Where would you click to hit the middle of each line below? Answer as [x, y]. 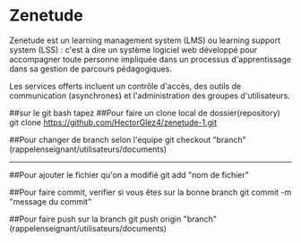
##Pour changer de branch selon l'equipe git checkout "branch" [128, 139]
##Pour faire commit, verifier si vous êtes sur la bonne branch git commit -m [150, 192]
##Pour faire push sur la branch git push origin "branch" [113, 219]
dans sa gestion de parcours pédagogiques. [91, 69]
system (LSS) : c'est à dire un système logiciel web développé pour [133, 49]
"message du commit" [51, 201]
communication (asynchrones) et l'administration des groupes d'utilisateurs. [150, 96]
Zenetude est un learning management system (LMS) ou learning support [145, 40]
